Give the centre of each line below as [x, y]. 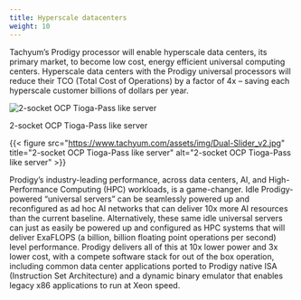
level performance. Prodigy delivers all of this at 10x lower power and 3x [144, 247]
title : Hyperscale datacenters [68, 18]
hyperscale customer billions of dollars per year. [99, 90]
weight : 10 [30, 26]
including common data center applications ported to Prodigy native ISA [143, 266]
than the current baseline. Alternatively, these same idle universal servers [146, 218]
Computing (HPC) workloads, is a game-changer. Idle [160, 189]
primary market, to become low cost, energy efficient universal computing [147, 61]
